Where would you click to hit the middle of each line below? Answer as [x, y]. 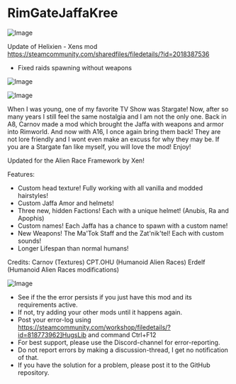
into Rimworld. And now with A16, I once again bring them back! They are [114, 131]
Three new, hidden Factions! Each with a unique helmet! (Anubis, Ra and [123, 210]
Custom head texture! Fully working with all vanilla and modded [110, 188]
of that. [28, 357]
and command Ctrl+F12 [122, 334]
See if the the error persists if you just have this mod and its [105, 297]
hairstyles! [33, 195]
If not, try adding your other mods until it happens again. [100, 312]
